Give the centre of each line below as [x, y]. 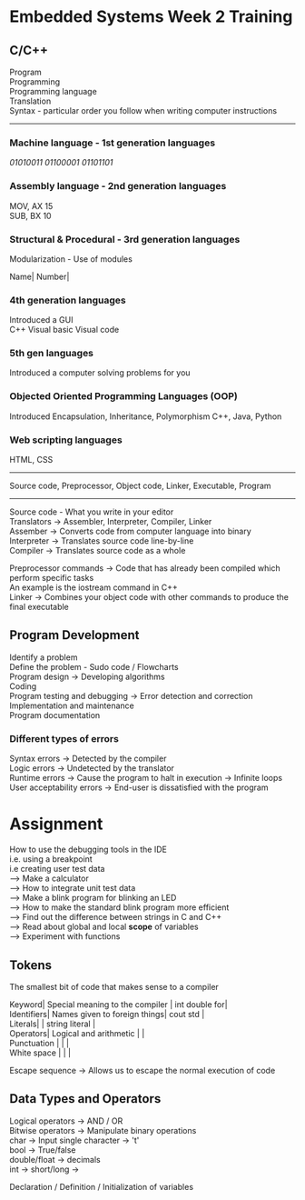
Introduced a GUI [41, 320]
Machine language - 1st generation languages [113, 143]
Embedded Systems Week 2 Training [151, 17]
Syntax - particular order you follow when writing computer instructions [143, 110]
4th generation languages [68, 300]
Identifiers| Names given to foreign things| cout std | [107, 1014]
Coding [23, 686]
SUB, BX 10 [30, 215]
